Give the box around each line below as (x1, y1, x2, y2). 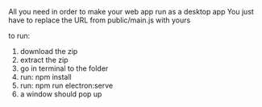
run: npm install (19, 72, 72, 81)
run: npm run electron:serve (19, 80, 114, 90)
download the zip (19, 47, 78, 56)
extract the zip (19, 56, 69, 64)
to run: (8, 31, 31, 40)
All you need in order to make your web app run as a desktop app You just (8, 7, 254, 16)
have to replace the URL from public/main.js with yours (8, 15, 191, 25)
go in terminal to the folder (19, 64, 109, 73)
